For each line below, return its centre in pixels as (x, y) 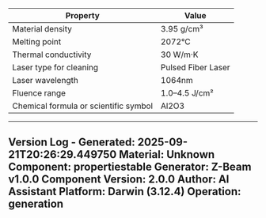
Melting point (37, 41)
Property (83, 15)
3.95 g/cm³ (182, 29)
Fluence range (39, 93)
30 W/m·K (180, 54)
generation (36, 204)
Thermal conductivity (52, 54)
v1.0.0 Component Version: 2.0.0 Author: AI (119, 180)
